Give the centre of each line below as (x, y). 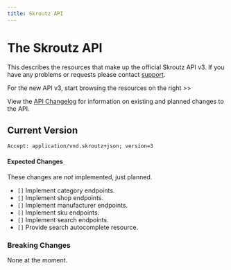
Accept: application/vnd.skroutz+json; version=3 (80, 146)
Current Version (43, 130)
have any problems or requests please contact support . (86, 74)
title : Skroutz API (35, 13)
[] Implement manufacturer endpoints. (72, 205)
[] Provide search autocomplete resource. (78, 227)
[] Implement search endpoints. (63, 219)
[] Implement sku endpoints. (58, 213)
